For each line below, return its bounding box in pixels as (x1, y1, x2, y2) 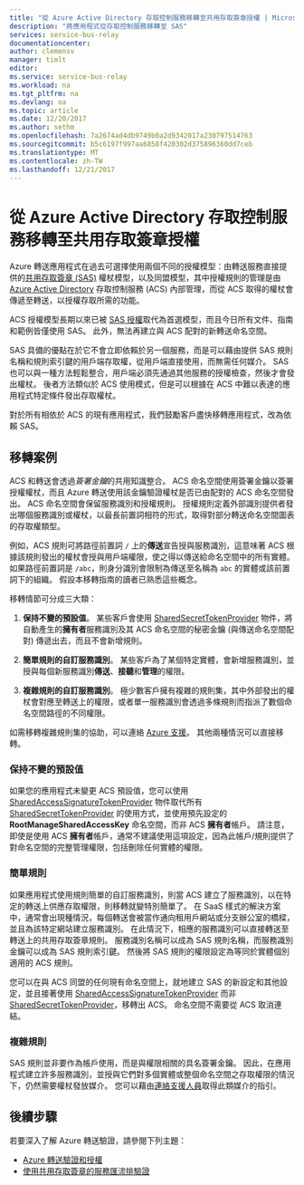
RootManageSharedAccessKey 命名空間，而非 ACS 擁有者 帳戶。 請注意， (9, 819, 290, 830)
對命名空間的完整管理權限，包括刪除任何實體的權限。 (9, 842, 208, 853)
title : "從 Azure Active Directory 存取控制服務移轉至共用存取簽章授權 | (9, 13, 269, 23)
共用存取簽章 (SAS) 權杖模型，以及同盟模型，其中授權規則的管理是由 (25, 273, 281, 284)
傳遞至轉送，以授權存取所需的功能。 (9, 295, 145, 306)
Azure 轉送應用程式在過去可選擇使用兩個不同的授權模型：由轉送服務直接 (9, 261, 280, 272)
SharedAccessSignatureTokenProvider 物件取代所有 (9, 796, 203, 807)
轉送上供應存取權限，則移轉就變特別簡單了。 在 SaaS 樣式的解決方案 (24, 901, 281, 911)
